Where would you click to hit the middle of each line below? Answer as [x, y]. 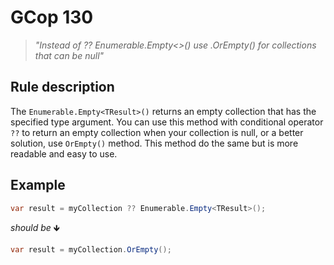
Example [38, 185]
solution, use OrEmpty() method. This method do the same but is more [154, 143]
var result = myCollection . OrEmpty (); [91, 250]
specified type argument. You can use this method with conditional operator [167, 122]
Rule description [62, 87]
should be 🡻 [35, 228]
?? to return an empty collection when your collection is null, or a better [157, 132]
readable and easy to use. [64, 153]
